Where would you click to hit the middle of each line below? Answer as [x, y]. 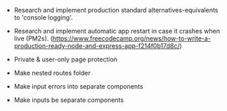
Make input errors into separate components [78, 86]
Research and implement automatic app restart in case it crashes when [117, 31]
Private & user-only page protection [66, 59]
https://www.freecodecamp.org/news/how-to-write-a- [131, 38]
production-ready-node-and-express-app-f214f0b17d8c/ [97, 46]
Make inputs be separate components [69, 100]
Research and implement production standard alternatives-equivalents [116, 10]
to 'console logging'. [43, 17]
